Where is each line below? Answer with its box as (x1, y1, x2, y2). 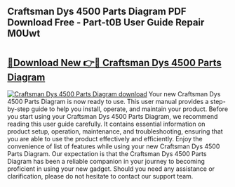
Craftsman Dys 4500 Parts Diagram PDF (7, 6, 187, 18)
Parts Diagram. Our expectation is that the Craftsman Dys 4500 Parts (7, 150, 207, 157)
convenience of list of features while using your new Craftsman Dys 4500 (7, 142, 220, 150)
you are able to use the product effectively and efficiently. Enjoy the (7, 135, 203, 143)
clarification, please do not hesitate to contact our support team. (7, 172, 194, 180)
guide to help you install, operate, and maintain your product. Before (31, 105, 229, 113)
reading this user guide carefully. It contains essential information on (7, 120, 206, 128)
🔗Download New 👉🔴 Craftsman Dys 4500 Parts (7, 56, 222, 69)
